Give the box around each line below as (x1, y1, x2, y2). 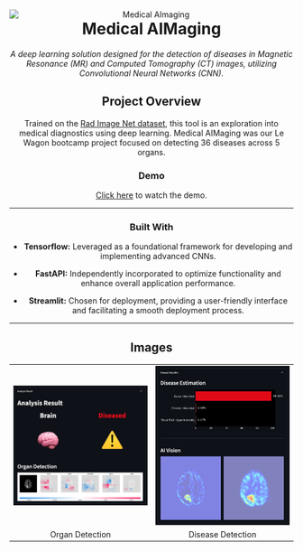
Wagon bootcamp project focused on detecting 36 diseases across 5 (23, 136, 280, 148)
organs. (137, 146, 166, 157)
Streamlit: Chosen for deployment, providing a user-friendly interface (28, 295, 289, 306)
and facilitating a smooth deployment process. (71, 305, 245, 316)
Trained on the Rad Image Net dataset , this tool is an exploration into (23, 117, 280, 128)
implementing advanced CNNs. (100, 251, 216, 262)
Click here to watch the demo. (96, 190, 207, 201)
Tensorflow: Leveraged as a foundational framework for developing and (23, 241, 293, 252)
